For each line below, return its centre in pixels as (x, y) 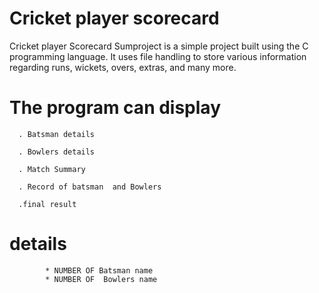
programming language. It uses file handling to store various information (158, 56)
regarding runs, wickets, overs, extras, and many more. (123, 67)
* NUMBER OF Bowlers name (101, 279)
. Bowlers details (57, 152)
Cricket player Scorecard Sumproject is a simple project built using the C (159, 46)
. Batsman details (57, 134)
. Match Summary (52, 169)
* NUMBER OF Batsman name (99, 270)
